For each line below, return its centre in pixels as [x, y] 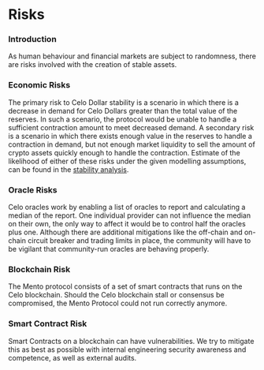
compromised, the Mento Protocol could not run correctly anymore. [118, 303]
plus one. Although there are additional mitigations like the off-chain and [125, 232]
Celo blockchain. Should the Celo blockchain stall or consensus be [116, 295]
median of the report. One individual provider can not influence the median [129, 215]
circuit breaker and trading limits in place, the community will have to [139, 241]
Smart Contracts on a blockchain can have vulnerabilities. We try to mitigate [131, 341]
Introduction [32, 39]
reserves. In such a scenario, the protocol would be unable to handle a [123, 119]
